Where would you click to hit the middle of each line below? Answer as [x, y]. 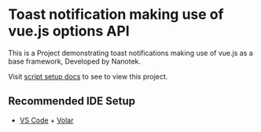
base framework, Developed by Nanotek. [75, 61]
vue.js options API [69, 31]
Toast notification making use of [116, 15]
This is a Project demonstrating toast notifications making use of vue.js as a [130, 53]
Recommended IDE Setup [72, 101]
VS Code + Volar [46, 120]
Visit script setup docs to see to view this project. [88, 76]
